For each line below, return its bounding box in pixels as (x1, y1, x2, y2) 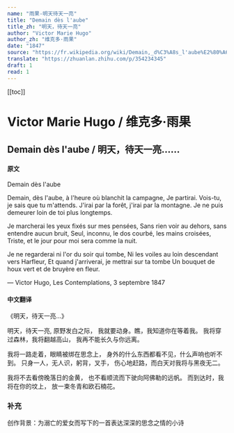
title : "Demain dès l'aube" (7, 17, 89, 24)
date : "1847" (7, 42, 45, 49)
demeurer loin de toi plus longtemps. (7, 209, 113, 217)
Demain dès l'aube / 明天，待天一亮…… (7, 144, 180, 156)
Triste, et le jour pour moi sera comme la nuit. (7, 237, 138, 245)
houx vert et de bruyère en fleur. (7, 265, 100, 273)
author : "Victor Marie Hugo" (7, 29, 92, 37)
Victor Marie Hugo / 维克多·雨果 (7, 114, 192, 129)
